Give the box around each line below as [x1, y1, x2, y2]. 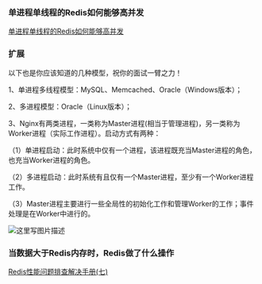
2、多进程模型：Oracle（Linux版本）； [8, 102, 133, 111]
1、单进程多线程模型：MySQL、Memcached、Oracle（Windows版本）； [8, 85, 243, 94]
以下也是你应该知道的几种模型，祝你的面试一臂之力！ [8, 67, 183, 77]
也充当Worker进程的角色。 [8, 155, 95, 164]
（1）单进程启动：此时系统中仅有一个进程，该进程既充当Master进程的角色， [8, 145, 256, 155]
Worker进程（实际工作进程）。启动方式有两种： [8, 129, 161, 138]
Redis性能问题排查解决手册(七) [8, 267, 109, 276]
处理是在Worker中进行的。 [8, 209, 95, 218]
